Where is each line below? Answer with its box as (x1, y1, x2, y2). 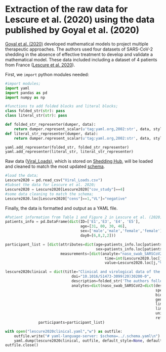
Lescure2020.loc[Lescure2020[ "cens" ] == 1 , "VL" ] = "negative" (5, 196, 127, 201)
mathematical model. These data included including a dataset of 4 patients (5, 56, 157, 62)
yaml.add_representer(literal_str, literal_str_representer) (5, 150, 134, 154)
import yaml (5, 86, 30, 91)
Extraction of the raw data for (5, 3, 128, 15)
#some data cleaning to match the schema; (5, 192, 94, 197)
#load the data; (5, 173, 39, 178)
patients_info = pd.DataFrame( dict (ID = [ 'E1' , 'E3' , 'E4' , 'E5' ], (5, 219, 140, 224)
